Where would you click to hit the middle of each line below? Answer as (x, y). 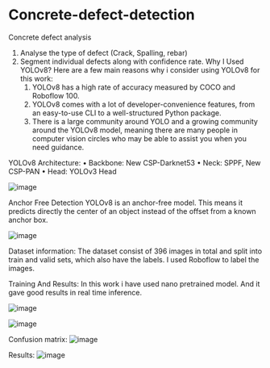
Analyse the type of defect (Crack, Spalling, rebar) (104, 52)
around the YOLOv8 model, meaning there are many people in (135, 130)
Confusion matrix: (38, 339)
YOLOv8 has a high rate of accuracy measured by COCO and (134, 87)
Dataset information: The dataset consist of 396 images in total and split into (135, 251)
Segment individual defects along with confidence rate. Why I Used (132, 61)
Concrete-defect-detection (102, 15)
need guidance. (58, 147)
